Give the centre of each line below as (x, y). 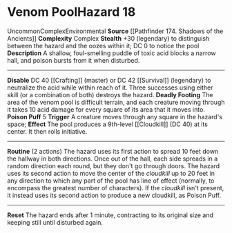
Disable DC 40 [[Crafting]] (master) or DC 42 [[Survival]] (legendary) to (109, 80)
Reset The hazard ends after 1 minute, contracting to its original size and (110, 215)
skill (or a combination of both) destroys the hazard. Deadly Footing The (110, 94)
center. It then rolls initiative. (47, 131)
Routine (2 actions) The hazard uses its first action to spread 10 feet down (113, 151)
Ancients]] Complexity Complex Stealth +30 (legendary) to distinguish (108, 38)
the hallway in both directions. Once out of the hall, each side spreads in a (113, 159)
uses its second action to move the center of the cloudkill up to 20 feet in (111, 173)
